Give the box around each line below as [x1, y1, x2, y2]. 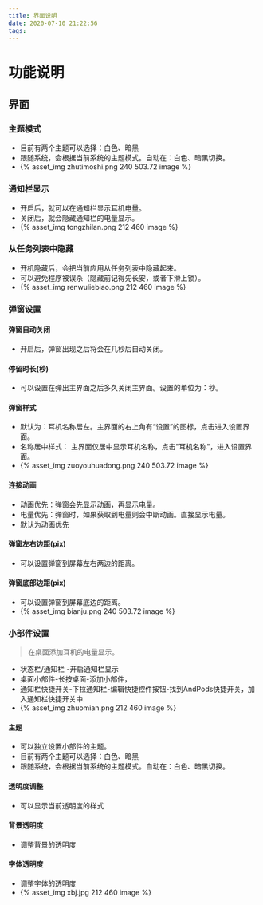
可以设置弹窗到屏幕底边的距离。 [19, 597, 125, 607]
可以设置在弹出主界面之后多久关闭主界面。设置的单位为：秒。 [19, 383, 223, 393]
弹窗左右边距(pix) [8, 539, 66, 549]
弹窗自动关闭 [8, 325, 50, 334]
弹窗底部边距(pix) [8, 578, 66, 587]
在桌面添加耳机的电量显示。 [27, 647, 120, 657]
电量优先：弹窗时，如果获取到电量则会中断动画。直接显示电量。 [19, 509, 230, 519]
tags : [8, 26, 26, 34]
